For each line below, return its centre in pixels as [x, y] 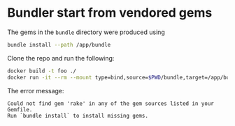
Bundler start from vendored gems [110, 13]
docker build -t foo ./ [42, 71]
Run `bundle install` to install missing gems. [78, 116]
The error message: [36, 90]
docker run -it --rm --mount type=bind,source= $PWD [84, 77]
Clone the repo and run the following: [61, 58]
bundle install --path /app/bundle [59, 45]
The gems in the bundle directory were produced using [86, 32]
